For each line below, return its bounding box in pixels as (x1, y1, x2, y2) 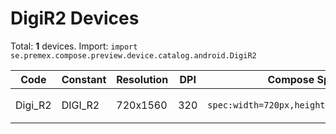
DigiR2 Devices (10, 7, 140, 30)
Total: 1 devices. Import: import (10, 40, 138, 52)
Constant (61, 72, 107, 86)
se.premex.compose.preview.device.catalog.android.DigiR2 (10, 50, 257, 61)
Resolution (116, 72, 169, 86)
